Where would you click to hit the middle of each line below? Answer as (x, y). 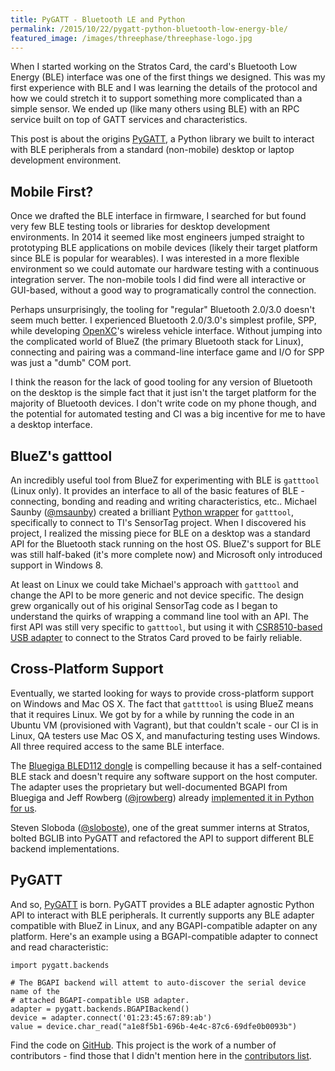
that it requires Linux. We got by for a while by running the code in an (152, 714)
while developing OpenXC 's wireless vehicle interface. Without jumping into (166, 331)
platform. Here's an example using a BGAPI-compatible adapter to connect (164, 936)
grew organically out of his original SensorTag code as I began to (144, 605)
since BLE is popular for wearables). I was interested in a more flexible (155, 258)
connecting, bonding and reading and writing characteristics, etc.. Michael (163, 501)
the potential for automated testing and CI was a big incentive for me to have (168, 414)
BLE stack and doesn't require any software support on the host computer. (164, 776)
